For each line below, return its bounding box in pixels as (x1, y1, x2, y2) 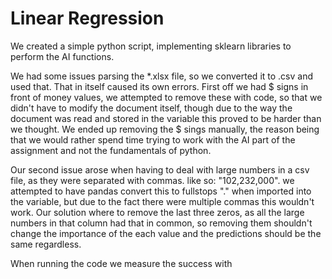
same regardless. (10, 238, 82, 250)
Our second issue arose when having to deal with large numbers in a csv (10, 163, 310, 176)
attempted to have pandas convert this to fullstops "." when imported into (10, 185, 312, 197)
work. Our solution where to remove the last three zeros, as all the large (10, 206, 305, 218)
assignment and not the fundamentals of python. (10, 144, 212, 156)
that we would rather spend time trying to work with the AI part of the (10, 133, 296, 146)
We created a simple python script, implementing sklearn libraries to (10, 40, 292, 52)
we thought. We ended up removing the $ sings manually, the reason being (10, 123, 320, 135)
